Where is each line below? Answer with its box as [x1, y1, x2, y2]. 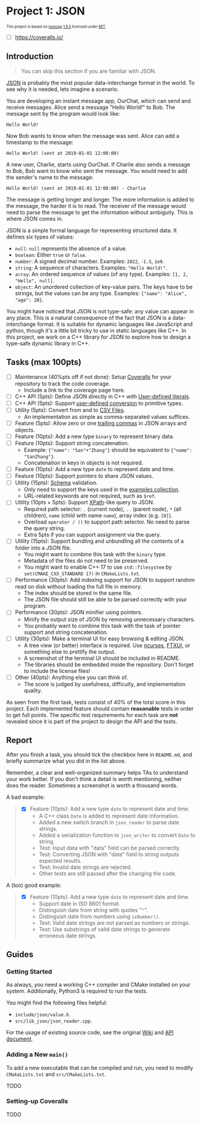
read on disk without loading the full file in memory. [14, 583, 142, 590]
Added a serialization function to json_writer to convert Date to [38, 831, 196, 839]
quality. [23, 687, 43, 694]
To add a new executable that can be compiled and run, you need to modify [6, 1064, 193, 1071]
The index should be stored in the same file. [23, 589, 133, 597]
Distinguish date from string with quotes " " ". [38, 906, 148, 913]
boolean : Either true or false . [14, 251, 87, 258]
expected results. [38, 857, 82, 864]
